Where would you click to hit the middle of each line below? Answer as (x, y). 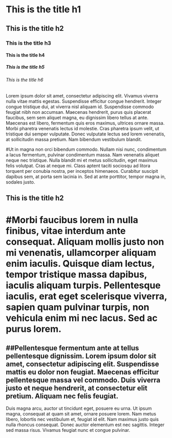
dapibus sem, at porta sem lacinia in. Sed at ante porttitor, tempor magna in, (86, 176)
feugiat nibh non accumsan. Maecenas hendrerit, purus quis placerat (79, 112)
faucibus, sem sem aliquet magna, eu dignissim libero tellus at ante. (77, 117)
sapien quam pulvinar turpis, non (78, 307)
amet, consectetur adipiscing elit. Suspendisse (82, 364)
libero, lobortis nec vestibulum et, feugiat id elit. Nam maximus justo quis (82, 420)
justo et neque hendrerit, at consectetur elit (77, 388)
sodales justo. (20, 182)
